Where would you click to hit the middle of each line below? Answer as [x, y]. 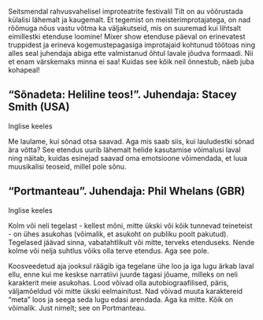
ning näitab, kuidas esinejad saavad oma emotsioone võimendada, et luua [128, 158]
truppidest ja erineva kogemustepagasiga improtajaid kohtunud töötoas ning [132, 45]
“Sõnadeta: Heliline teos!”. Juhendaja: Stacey [123, 95]
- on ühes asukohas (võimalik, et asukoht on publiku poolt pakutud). [118, 234]
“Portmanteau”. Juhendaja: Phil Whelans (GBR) [127, 191]
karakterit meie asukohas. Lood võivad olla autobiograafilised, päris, [119, 282]
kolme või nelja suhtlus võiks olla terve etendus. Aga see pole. [109, 251]
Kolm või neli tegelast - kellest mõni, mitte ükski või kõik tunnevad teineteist [130, 225]
